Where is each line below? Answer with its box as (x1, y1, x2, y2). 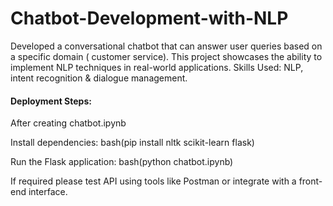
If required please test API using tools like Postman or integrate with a (10, 175, 297, 187)
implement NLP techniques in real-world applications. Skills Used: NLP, (10, 61, 304, 73)
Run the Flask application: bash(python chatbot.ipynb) (10, 156, 234, 168)
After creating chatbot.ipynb (10, 117, 127, 129)
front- (298, 175, 323, 187)
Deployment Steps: (10, 95, 92, 107)
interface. (28, 186, 68, 198)
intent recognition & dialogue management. (10, 72, 188, 84)
